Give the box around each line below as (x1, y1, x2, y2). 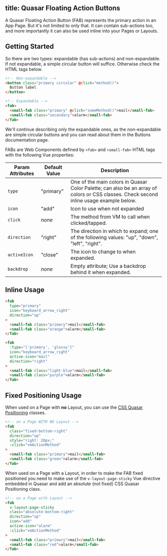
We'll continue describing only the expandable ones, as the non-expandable (5, 126, 162, 132)
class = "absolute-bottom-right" (9, 510, 75, 515)
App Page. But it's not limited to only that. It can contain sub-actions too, (5, 22, 154, 28)
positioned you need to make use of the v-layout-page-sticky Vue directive (5, 475, 161, 481)
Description (100, 167, 129, 174)
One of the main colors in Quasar (70, 178, 148, 185)
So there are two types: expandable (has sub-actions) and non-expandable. (5, 55, 161, 61)
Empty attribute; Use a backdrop (70, 262, 146, 269)
